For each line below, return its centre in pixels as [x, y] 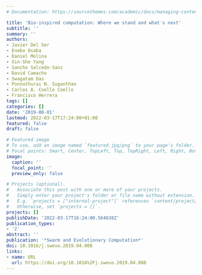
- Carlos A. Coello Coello [40, 90]
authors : [17, 40]
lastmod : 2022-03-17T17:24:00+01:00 [52, 118]
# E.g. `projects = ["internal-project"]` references [78, 201]
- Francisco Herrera [32, 96]
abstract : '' [23, 235]
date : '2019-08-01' [31, 112]
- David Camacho [26, 73]
